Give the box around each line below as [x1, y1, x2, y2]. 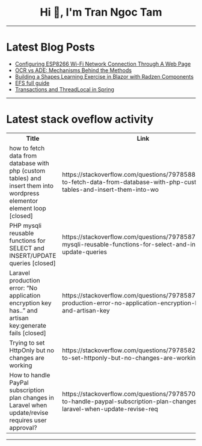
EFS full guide [14, 79, 50, 87]
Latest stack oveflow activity [6, 112, 154, 126]
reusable [9, 228, 34, 237]
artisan [9, 314, 29, 322]
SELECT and [9, 243, 45, 252]
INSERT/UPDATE [9, 251, 57, 260]
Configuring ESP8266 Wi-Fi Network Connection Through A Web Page [14, 60, 191, 67]
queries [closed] [9, 258, 56, 267]
